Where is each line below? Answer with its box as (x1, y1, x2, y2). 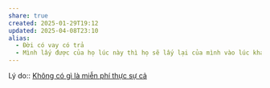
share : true (8, 11, 48, 20)
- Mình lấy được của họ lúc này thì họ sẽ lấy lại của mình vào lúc (15, 49, 250, 57)
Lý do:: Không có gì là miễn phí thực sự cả (8, 71, 147, 80)
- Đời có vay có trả (15, 42, 84, 50)
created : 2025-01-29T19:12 (8, 19, 99, 27)
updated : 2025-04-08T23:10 (8, 26, 99, 34)
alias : (8, 34, 31, 42)
